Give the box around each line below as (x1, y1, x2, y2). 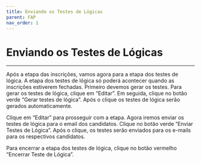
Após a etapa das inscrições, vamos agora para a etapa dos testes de (6, 71, 178, 78)
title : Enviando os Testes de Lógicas (6, 8, 103, 15)
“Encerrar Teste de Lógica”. (6, 151, 74, 158)
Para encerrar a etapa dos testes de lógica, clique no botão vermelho (6, 144, 177, 152)
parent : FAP (6, 14, 36, 20)
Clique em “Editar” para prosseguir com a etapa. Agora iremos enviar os (6, 114, 184, 121)
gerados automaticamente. (6, 103, 73, 110)
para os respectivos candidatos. (6, 133, 86, 140)
